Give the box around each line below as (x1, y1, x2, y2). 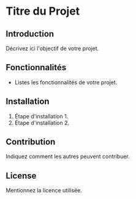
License (6, 170, 37, 181)
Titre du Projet (6, 4, 80, 18)
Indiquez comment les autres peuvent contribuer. (6, 153, 130, 160)
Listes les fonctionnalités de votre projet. (14, 78, 118, 86)
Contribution (6, 137, 56, 147)
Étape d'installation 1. (14, 112, 69, 120)
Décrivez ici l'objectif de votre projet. (6, 45, 99, 52)
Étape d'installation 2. (14, 119, 70, 126)
